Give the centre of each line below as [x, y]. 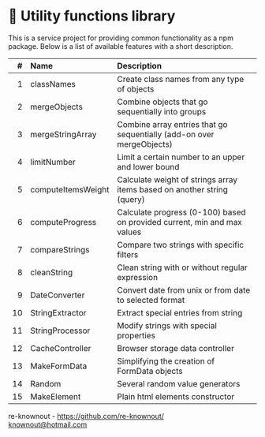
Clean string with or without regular [183, 267]
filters [128, 254]
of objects [136, 88]
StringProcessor [60, 331]
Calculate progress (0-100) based [181, 212]
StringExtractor [58, 312]
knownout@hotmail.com [48, 424]
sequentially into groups [162, 111]
